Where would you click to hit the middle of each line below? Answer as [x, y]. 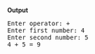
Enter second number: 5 [48, 38]
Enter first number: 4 [46, 31]
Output [18, 10]
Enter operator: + [39, 23]
